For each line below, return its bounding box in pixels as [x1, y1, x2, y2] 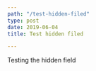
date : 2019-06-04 [7, 23, 59, 31]
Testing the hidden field [7, 56, 76, 65]
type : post [7, 17, 40, 24]
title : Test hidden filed [7, 30, 83, 38]
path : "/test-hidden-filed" [7, 10, 90, 18]
